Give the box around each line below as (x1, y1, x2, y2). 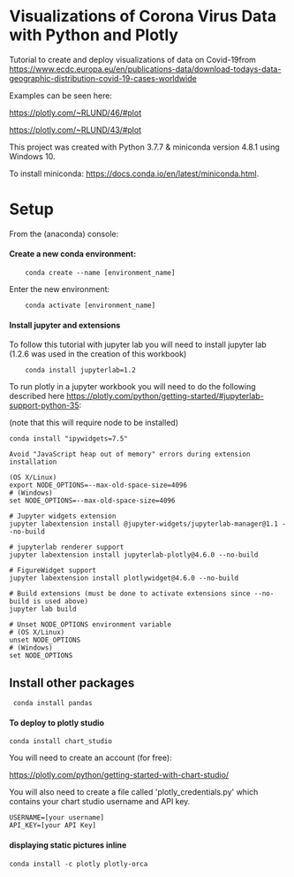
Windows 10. (9, 150, 56, 161)
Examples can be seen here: (9, 90, 113, 101)
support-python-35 (9, 400, 79, 411)
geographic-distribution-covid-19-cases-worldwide (9, 73, 197, 83)
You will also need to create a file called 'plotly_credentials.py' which (9, 787, 259, 797)
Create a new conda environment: (9, 249, 137, 259)
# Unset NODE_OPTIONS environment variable (9, 620, 172, 629)
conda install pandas (12, 699, 93, 708)
